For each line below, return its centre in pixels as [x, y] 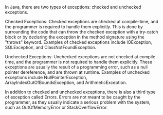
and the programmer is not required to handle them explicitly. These [84, 62]
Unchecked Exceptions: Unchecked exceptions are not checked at [72, 57]
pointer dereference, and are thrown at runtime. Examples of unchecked [77, 72]
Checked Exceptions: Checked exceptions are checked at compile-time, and [82, 22]
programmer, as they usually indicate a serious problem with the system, [78, 102]
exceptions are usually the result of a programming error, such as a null [76, 67]
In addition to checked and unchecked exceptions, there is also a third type [80, 92]
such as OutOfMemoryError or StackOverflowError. [56, 107]
